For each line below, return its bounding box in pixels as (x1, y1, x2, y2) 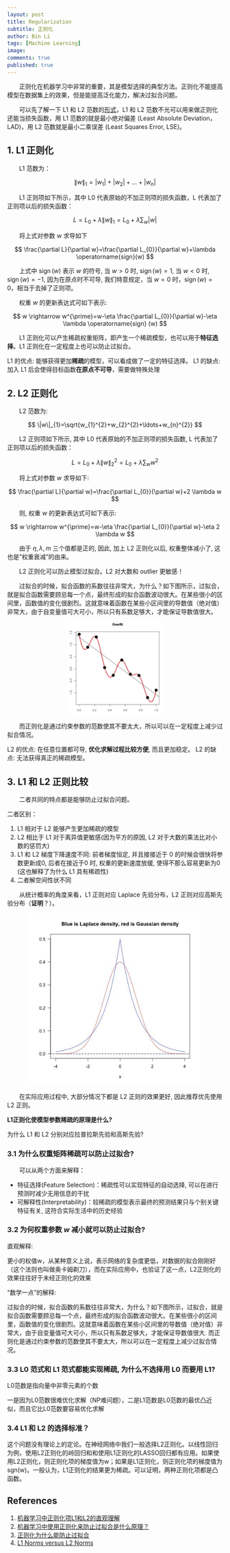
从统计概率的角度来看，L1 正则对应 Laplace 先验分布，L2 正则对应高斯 (18, 890, 217, 899)
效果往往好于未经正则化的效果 (7, 1273, 91, 1282)
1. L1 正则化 (7, 145, 54, 156)
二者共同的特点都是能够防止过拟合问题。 (18, 796, 133, 804)
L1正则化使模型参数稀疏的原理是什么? (7, 1115, 113, 1124)
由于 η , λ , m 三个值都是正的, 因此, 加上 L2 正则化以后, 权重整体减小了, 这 (18, 544, 221, 552)
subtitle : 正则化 (7, 25, 53, 32)
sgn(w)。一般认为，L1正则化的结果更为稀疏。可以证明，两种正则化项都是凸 (7, 1466, 218, 1474)
